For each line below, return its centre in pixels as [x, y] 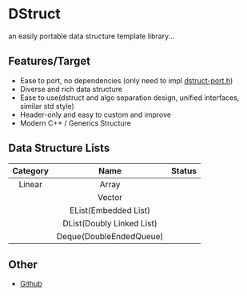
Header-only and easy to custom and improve [96, 114]
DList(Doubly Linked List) [110, 223]
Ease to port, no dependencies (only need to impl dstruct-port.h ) [126, 80]
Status [184, 170]
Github [31, 284]
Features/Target [50, 61]
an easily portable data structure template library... [92, 36]
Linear [30, 184]
